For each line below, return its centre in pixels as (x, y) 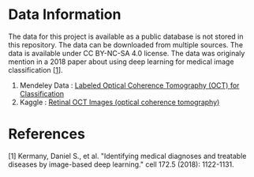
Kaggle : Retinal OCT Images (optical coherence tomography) (120, 102)
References (47, 134)
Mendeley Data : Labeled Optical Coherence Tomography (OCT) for (129, 85)
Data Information (65, 15)
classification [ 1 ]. (35, 70)
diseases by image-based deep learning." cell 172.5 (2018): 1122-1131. (121, 164)
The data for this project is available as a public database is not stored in (126, 36)
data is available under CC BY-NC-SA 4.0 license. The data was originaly (127, 53)
